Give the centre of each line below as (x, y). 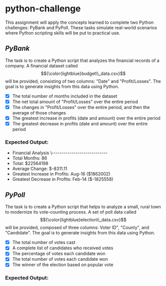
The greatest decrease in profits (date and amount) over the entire (80, 124)
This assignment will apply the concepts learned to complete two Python (80, 22)
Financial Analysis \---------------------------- (60, 153)
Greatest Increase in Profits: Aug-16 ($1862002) (61, 174)
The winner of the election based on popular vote (63, 265)
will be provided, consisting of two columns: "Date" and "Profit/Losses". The (83, 81)
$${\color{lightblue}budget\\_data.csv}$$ (83, 73)
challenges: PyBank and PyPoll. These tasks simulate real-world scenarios (81, 27)
